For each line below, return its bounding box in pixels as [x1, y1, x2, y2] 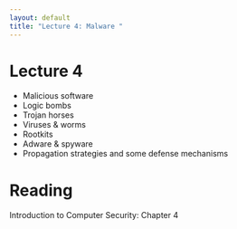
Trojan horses [22, 110, 74, 120]
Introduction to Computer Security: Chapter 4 [9, 210, 179, 221]
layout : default [9, 13, 71, 23]
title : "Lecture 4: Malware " [9, 22, 124, 31]
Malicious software [22, 91, 94, 101]
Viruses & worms [22, 119, 86, 130]
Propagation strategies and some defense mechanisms [22, 148, 229, 159]
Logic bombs [22, 100, 72, 111]
